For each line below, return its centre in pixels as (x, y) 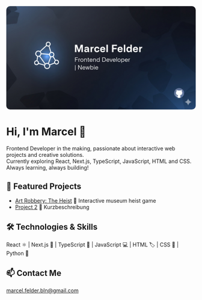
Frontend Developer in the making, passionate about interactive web (91, 148)
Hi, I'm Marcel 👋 (46, 131)
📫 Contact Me (34, 273)
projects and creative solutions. (45, 155)
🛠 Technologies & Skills (52, 227)
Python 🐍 (17, 253)
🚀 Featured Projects (44, 186)
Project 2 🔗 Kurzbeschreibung (52, 207)
